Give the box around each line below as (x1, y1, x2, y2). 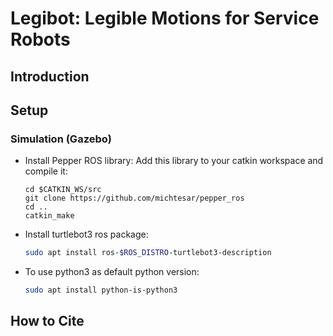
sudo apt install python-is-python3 (24, 285, 178, 296)
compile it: (24, 165, 68, 177)
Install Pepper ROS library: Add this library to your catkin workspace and (24, 155, 324, 167)
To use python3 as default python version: (24, 266, 200, 278)
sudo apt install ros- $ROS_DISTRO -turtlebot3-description (24, 248, 272, 258)
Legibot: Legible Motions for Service (10, 7, 320, 30)
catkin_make (24, 211, 75, 221)
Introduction (10, 68, 90, 85)
